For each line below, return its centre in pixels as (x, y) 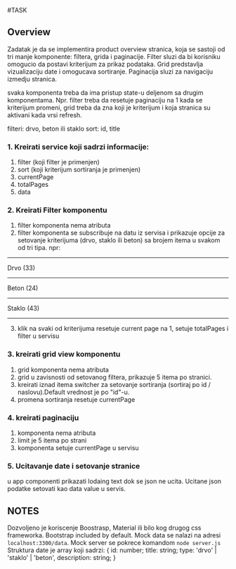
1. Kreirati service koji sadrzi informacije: (78, 147)
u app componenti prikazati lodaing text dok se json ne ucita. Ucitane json (114, 481)
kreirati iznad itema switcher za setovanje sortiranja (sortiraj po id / (114, 384)
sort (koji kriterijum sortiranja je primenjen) (79, 170)
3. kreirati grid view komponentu (64, 354)
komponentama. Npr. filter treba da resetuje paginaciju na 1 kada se (105, 100)
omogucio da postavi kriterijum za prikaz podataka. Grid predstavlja (105, 64)
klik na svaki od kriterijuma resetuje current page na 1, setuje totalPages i (123, 329)
